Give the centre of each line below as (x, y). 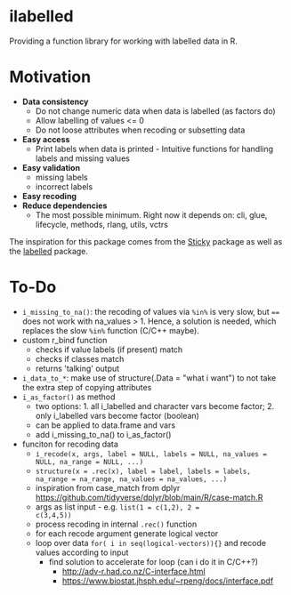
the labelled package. (49, 251)
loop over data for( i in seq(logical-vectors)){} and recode (151, 543)
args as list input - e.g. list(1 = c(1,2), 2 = (117, 507)
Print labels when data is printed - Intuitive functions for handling (154, 149)
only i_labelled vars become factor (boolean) (117, 415)
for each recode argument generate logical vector (127, 533)
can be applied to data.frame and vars (105, 425)
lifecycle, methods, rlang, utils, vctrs (102, 224)
